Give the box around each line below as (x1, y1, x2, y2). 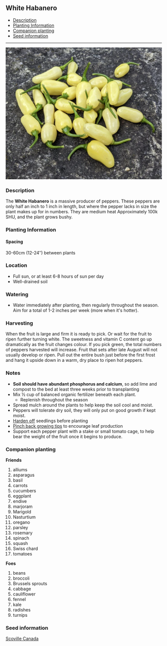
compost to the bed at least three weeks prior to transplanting (12, 386, 139, 392)
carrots (12, 483, 28, 489)
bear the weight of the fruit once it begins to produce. (12, 433, 123, 440)
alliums (12, 467, 28, 473)
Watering (5, 291, 29, 298)
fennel (12, 596, 26, 602)
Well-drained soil (12, 278, 48, 284)
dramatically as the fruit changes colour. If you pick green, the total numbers (5, 342, 162, 348)
